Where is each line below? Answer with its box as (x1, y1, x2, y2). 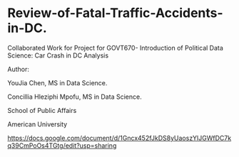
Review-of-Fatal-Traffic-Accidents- (7, 5, 223, 21)
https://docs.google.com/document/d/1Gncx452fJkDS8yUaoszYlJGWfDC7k (7, 134, 232, 142)
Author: (7, 65, 30, 73)
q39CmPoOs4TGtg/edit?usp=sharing (7, 141, 117, 150)
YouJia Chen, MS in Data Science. (7, 78, 108, 87)
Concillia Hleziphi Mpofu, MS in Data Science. (7, 92, 142, 101)
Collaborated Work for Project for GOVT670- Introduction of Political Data (7, 43, 223, 52)
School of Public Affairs (7, 106, 77, 114)
